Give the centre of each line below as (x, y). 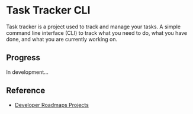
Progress (23, 58)
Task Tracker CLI (48, 10)
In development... (27, 72)
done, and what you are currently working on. (62, 39)
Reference (26, 91)
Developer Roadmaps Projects (52, 105)
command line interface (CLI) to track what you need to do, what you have (97, 32)
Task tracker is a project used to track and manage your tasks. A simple (94, 27)
